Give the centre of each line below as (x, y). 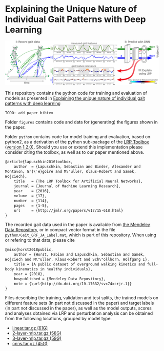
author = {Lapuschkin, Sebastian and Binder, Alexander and (77, 166)
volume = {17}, (31, 196)
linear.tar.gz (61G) (30, 328)
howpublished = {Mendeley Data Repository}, (60, 279)
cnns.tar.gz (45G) (30, 343)
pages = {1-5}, (31, 206)
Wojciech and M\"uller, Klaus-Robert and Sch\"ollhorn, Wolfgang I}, (77, 259)
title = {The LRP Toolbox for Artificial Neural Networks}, (78, 181)
